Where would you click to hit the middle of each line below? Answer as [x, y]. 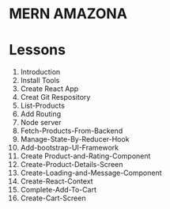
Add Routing [41, 114]
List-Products [43, 106]
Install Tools [40, 81]
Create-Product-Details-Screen [72, 165]
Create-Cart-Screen [53, 198]
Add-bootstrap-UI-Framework [70, 148]
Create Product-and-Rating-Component [85, 156]
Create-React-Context [57, 181]
